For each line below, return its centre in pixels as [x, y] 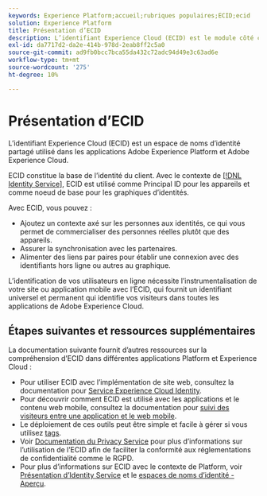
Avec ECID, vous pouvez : [50, 207]
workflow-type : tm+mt [44, 60]
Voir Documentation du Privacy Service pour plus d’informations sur [131, 441]
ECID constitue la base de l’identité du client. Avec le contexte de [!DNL [125, 175]
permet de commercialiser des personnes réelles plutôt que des [124, 231]
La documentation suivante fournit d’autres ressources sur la [108, 350]
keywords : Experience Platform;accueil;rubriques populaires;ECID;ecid [129, 15]
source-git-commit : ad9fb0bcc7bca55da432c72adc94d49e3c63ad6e [113, 52]
